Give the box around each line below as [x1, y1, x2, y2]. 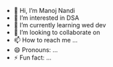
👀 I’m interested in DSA [13, 14, 79, 22]
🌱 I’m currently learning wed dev [13, 21, 107, 29]
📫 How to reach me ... [13, 36, 78, 44]
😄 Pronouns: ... [13, 46, 59, 54]
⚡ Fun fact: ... [13, 53, 52, 62]
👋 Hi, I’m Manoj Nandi [13, 7, 76, 14]
